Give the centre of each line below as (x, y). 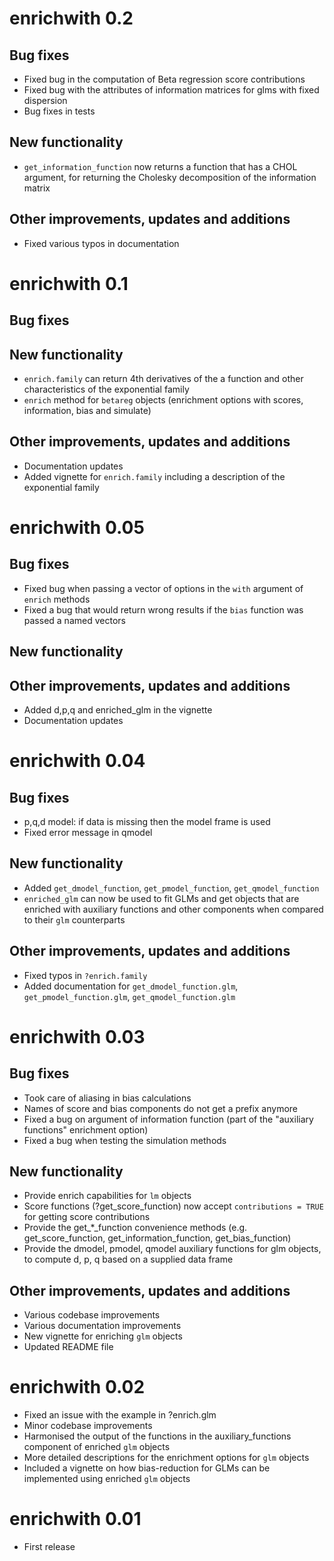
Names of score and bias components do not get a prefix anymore (161, 1108)
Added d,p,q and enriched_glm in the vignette (118, 710)
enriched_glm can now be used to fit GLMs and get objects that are (161, 898)
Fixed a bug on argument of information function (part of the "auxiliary (168, 1119)
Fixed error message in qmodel (88, 833)
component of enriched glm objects (97, 1447)
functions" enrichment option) (86, 1129)
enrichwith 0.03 (77, 1036)
